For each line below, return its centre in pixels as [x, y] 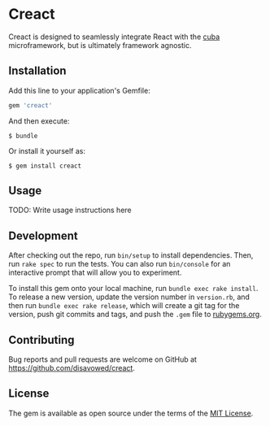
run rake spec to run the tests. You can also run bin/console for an [120, 264]
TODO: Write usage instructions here [70, 210]
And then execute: [39, 121]
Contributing [41, 339]
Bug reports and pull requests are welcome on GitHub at [103, 359]
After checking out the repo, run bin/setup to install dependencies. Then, [131, 255]
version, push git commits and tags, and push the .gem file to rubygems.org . [135, 315]
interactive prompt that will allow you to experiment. [95, 272]
